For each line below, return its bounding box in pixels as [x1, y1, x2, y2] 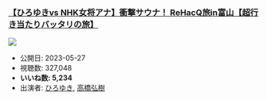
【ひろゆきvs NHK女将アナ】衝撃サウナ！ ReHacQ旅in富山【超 [8, 6, 251, 17]
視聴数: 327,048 [19, 63, 73, 73]
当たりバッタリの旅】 [16, 18, 98, 29]
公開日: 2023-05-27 [19, 53, 86, 63]
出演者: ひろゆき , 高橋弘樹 [19, 83, 105, 93]
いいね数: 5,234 [19, 73, 73, 83]
